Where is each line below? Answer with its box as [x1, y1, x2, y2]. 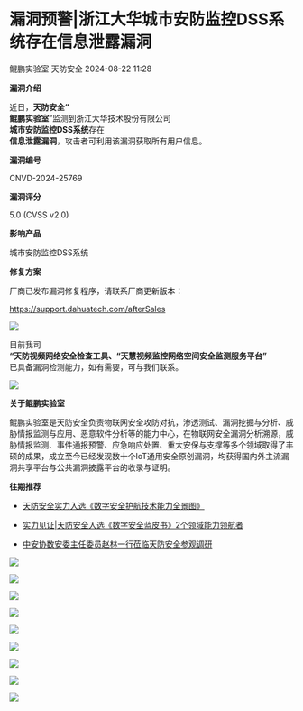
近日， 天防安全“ [9, 101, 69, 112]
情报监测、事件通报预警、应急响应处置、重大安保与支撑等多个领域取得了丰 [16, 439, 294, 450]
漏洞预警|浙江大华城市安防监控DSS [9, 9, 269, 30]
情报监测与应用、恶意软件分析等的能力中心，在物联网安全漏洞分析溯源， [16, 428, 286, 439]
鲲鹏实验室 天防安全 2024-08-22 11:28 [9, 63, 152, 74]
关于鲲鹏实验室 [9, 397, 65, 408]
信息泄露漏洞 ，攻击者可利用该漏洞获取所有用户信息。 [9, 135, 207, 146]
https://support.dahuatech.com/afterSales [9, 303, 166, 314]
